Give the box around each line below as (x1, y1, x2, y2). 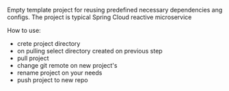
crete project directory (16, 40, 81, 47)
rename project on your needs (16, 68, 103, 77)
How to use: (7, 27, 41, 34)
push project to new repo (16, 76, 88, 84)
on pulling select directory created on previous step (16, 47, 163, 55)
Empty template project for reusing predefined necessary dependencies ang (7, 6, 223, 14)
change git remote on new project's (16, 62, 118, 69)
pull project (16, 54, 49, 62)
